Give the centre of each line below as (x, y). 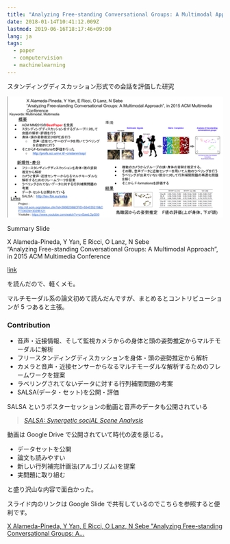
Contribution (29, 325)
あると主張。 (50, 307)
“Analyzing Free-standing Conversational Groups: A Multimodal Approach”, (113, 249)
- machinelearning (40, 65)
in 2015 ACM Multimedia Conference (59, 256)
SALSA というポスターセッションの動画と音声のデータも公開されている (107, 407)
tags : (15, 44)
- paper (24, 51)
